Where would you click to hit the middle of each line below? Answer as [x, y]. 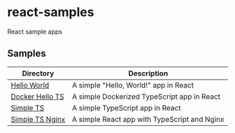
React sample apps [35, 31]
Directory [38, 73]
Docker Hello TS [37, 97]
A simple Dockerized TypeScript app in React [146, 97]
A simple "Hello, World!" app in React [133, 85]
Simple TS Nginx [38, 119]
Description [148, 73]
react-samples [51, 12]
